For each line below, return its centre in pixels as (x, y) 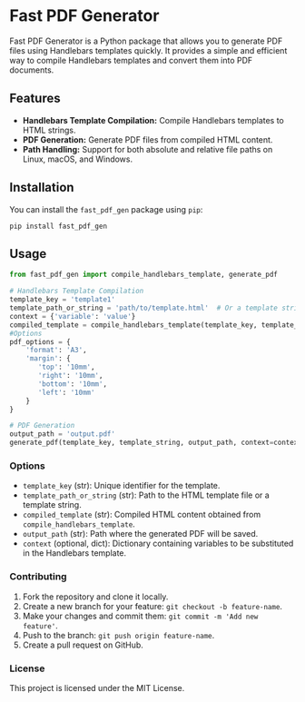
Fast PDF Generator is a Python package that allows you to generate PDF (146, 41)
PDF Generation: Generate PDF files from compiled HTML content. (148, 139)
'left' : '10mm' (66, 392)
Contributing (38, 577)
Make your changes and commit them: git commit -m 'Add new (140, 616)
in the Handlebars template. (74, 553)
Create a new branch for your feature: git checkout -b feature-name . (152, 606)
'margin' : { (48, 359)
